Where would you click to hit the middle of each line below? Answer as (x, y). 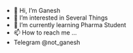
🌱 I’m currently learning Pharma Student (70, 25)
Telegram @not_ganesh (47, 42)
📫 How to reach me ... (45, 33)
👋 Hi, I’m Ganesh (37, 11)
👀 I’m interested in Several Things (60, 18)
